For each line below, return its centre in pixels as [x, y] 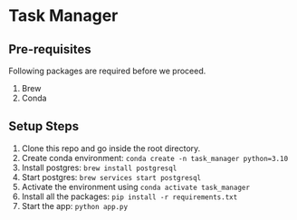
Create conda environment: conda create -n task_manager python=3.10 [155, 158]
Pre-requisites [50, 49]
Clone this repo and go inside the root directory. [111, 148]
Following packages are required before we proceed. [107, 71]
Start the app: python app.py [75, 206]
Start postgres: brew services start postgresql [111, 177]
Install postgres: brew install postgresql [99, 167]
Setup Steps [43, 126]
